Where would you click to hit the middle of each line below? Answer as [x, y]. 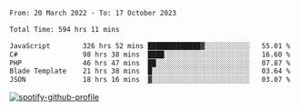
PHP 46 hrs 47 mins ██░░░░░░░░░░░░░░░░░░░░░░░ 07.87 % [150, 63]
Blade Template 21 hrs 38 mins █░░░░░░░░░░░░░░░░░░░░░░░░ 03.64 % [150, 71]
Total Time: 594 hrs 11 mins [65, 29]
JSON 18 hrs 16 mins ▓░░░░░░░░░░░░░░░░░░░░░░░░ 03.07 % [150, 80]
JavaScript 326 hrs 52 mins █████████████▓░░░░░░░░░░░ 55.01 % [150, 45]
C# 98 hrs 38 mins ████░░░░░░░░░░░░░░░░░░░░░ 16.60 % [150, 55]
